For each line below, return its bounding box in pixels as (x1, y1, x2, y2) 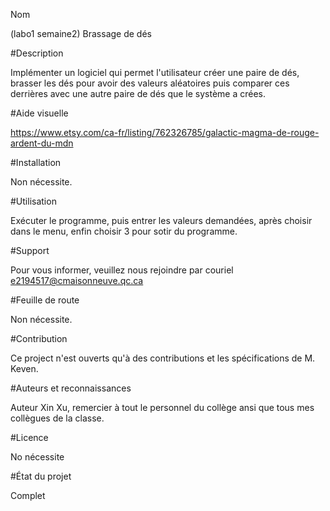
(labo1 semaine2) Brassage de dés (10, 28, 152, 39)
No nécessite (10, 451, 65, 463)
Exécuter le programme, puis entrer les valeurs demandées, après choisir (10, 215, 313, 226)
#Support (10, 245, 50, 256)
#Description (10, 47, 64, 59)
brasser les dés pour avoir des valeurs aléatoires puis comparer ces (10, 77, 290, 89)
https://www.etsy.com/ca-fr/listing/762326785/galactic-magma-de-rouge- (10, 127, 320, 138)
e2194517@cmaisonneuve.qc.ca (10, 275, 144, 286)
